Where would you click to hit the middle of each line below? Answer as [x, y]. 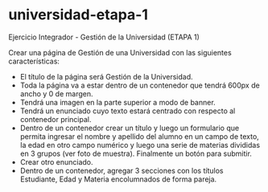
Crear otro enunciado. [57, 161]
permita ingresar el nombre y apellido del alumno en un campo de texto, [139, 136]
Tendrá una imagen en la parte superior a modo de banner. [118, 102]
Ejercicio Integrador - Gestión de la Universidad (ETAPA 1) [104, 37]
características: [34, 61]
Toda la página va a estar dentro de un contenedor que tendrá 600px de [140, 85]
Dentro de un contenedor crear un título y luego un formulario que [130, 128]
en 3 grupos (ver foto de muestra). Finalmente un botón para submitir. [136, 153]
